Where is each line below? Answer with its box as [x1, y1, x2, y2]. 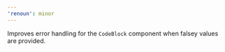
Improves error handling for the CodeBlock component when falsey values [7, 29, 219, 37]
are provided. [7, 36, 46, 45]
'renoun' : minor [7, 10, 55, 17]
